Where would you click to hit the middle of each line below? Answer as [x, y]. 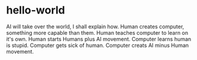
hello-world [36, 10]
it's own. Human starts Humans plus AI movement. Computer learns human [99, 39]
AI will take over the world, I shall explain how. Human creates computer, [95, 26]
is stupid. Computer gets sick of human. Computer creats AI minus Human [98, 45]
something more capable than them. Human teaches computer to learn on [97, 32]
